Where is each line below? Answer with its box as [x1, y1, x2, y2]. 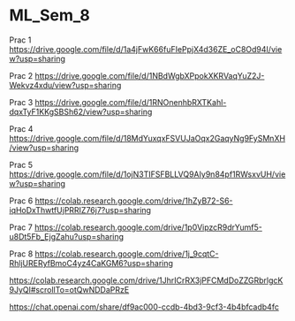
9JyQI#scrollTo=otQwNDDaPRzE [9, 284, 130, 294]
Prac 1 [9, 34, 32, 45]
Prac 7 [9, 222, 33, 233]
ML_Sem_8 [9, 5, 91, 26]
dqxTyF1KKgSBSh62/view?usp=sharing [9, 106, 153, 117]
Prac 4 [9, 123, 34, 134]
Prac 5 [9, 159, 34, 170]
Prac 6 [9, 195, 34, 206]
